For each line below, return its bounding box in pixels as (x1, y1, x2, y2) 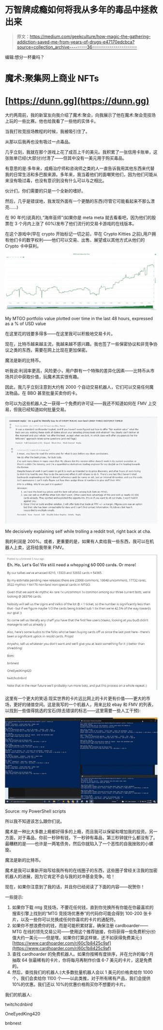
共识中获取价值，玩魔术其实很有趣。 (9, 374, 81, 379)
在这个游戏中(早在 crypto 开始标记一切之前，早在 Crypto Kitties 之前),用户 (5, 231, 152, 237)
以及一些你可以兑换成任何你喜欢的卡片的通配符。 (20, 916, 119, 922)
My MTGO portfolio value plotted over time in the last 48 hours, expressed (5, 315, 153, 321)
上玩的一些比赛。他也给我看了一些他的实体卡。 (5, 118, 98, 124)
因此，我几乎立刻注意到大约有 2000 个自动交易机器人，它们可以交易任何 (5, 384, 149, 390)
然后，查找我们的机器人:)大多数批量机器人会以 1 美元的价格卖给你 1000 (12, 969, 153, 975)
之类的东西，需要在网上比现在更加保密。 (9, 347, 90, 353)
